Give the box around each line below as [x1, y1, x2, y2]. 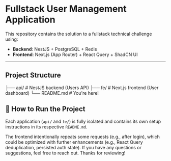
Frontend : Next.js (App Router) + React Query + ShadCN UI [12, 51, 138, 58]
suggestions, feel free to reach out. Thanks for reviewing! [5, 150, 126, 156]
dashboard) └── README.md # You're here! [5, 90, 99, 96]
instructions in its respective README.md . [5, 123, 88, 130]
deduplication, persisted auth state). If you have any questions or [5, 144, 141, 150]
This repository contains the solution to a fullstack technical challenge [5, 31, 152, 37]
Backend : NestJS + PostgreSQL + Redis [12, 46, 97, 52]
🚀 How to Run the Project [5, 105, 85, 114]
